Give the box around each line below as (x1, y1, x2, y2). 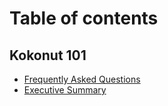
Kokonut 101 (9, 47, 87, 64)
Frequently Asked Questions (23, 73, 141, 85)
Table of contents (9, 7, 159, 30)
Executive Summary (23, 84, 107, 96)
